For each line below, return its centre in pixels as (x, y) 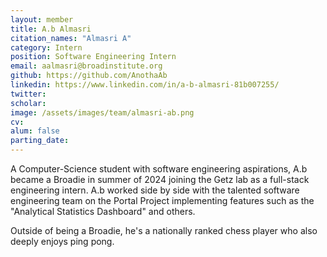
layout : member (42, 19)
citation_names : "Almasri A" (71, 38)
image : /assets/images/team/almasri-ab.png (102, 112)
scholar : (28, 103)
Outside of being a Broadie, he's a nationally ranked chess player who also (164, 230)
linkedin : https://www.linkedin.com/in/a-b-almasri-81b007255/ (145, 85)
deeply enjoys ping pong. (62, 241)
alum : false (35, 131)
